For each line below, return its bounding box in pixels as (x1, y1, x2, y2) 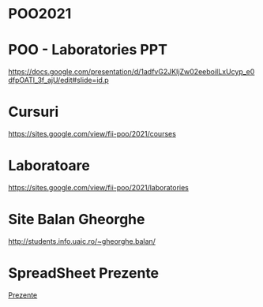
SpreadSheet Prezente (8, 264, 160, 283)
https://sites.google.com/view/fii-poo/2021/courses (8, 129, 176, 139)
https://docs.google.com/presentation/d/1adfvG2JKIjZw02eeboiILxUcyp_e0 (8, 67, 255, 77)
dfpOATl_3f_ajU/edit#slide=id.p (8, 76, 109, 85)
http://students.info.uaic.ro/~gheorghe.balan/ (8, 236, 156, 245)
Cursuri (8, 103, 59, 121)
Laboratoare (8, 157, 91, 174)
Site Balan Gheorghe (8, 211, 145, 229)
